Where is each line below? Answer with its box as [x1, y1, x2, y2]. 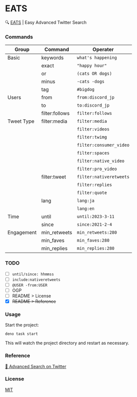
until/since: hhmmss [12, 272, 54, 277]
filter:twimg [77, 134, 107, 140]
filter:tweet [41, 174, 66, 180]
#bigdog [77, 87, 95, 92]
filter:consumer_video [77, 142, 130, 148]
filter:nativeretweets [77, 174, 130, 180]
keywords [41, 54, 64, 61]
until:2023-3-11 [77, 214, 115, 220]
